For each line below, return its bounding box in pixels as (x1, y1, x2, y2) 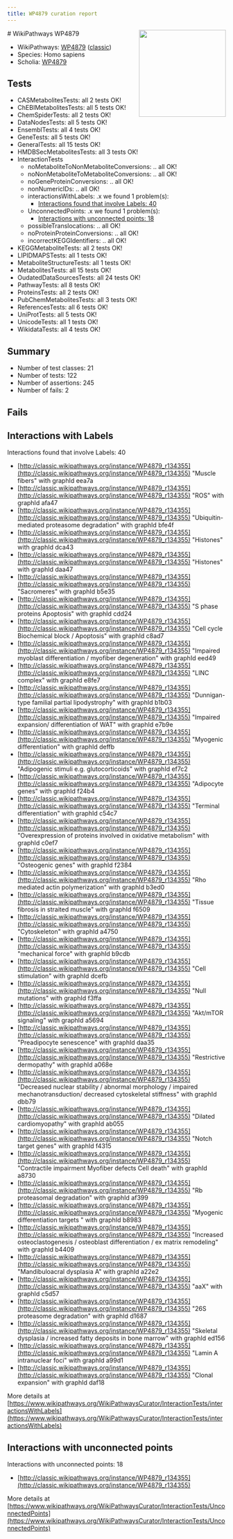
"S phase (191, 603, 218, 611)
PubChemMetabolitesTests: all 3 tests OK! (17, 296, 137, 304)
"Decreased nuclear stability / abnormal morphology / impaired (17, 1083, 198, 1091)
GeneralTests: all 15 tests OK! (17, 141, 101, 149)
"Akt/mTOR (191, 1009, 224, 1017)
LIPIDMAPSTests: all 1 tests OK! (17, 251, 107, 260)
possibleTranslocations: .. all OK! (27, 222, 121, 230)
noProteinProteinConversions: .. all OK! (27, 229, 139, 237)
